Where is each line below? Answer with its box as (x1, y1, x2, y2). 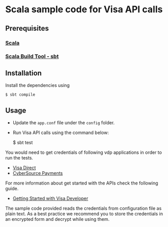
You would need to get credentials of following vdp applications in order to (5, 149, 162, 155)
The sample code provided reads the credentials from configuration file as (5, 206, 162, 212)
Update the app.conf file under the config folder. (12, 120, 115, 126)
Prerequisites (5, 24, 49, 33)
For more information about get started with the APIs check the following (5, 180, 158, 186)
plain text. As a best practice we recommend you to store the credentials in (5, 211, 163, 217)
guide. (5, 186, 19, 192)
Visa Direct (12, 165, 36, 171)
